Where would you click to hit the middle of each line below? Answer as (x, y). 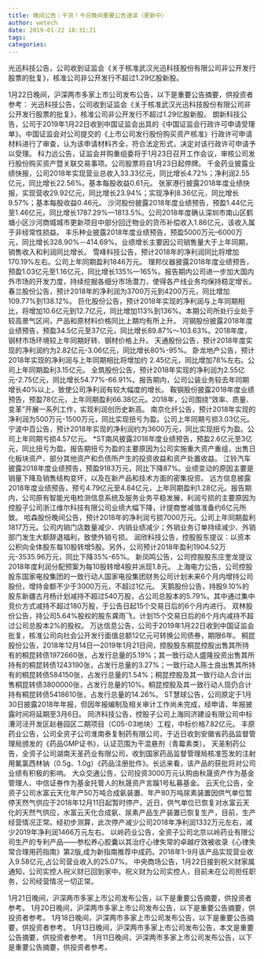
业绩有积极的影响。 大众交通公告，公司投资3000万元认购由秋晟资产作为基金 (132, 773)
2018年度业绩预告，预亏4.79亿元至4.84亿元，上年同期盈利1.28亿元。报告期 (130, 488)
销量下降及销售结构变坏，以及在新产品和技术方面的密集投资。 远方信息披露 (130, 478)
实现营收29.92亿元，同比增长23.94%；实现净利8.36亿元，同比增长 (130, 193)
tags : (17, 37)
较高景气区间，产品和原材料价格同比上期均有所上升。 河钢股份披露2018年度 (130, 321)
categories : (27, 45)
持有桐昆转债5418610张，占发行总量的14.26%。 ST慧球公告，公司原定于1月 (130, 695)
